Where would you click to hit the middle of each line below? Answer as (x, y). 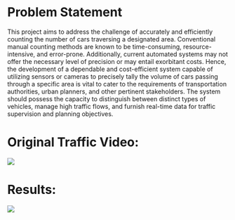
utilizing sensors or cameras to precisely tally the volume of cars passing (113, 76)
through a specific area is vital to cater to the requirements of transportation (117, 84)
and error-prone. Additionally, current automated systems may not (132, 54)
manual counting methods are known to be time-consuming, (95, 46)
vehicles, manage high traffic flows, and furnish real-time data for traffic (112, 106)
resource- (197, 46)
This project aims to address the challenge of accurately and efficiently (110, 32)
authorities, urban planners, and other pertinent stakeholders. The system (114, 91)
